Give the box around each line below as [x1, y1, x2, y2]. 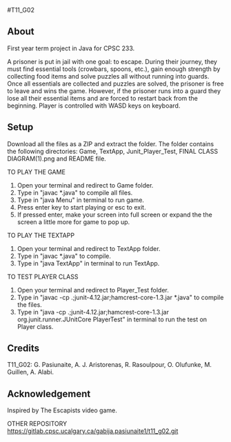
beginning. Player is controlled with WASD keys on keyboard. [7, 101, 181, 110]
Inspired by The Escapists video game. [7, 406, 117, 414]
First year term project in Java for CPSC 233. [7, 44, 135, 52]
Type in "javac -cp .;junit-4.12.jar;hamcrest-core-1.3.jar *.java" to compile [17, 293, 224, 301]
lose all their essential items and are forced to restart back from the [7, 94, 199, 102]
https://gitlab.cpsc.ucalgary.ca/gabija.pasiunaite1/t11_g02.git [7, 427, 179, 435]
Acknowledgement [7, 388, 91, 399]
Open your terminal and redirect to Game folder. [17, 181, 154, 189]
